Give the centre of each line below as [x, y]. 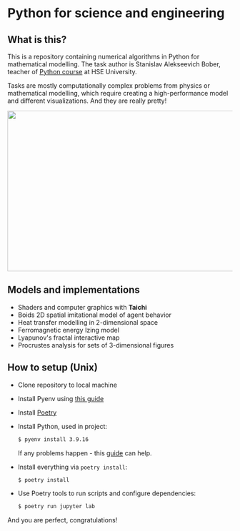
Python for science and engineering [116, 13]
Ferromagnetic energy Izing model [69, 330]
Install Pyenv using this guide [61, 398]
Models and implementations [74, 290]
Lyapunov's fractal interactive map [69, 338]
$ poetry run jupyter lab [56, 507]
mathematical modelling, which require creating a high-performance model [118, 93]
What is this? [37, 40]
